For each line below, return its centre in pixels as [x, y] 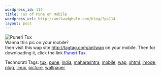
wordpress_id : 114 [24, 10]
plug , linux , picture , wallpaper [35, 68]
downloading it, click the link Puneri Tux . [46, 53]
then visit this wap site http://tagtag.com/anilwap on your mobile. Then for [80, 48]
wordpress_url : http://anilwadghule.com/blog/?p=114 [60, 19]
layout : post [18, 23]
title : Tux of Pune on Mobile [36, 14]
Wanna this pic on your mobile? [37, 43]
